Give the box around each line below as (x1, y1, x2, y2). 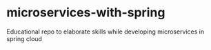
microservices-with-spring (6, 5, 165, 21)
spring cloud (6, 34, 43, 42)
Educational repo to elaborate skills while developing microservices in (6, 27, 205, 36)
